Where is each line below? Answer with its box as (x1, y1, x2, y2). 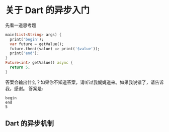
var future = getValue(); (10, 41, 64, 47)
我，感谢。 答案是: (5, 85, 43, 91)
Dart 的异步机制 (5, 119, 54, 128)
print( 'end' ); (10, 51, 39, 56)
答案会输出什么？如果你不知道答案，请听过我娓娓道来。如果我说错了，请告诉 (5, 79, 164, 85)
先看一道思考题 (5, 22, 36, 28)
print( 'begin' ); (10, 37, 44, 42)
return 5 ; (10, 65, 30, 70)
